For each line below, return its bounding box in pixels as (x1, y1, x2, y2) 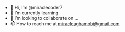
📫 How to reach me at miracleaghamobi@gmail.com (10, 21, 120, 27)
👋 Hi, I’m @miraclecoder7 (10, 5, 63, 10)
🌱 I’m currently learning (10, 10, 59, 16)
